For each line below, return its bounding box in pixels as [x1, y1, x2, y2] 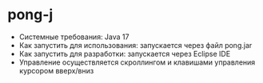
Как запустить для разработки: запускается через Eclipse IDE [18, 49, 231, 58]
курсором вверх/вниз [18, 65, 94, 75]
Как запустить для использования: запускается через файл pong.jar [18, 40, 253, 49]
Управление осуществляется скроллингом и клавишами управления [18, 57, 256, 67]
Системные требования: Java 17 [18, 32, 130, 41]
